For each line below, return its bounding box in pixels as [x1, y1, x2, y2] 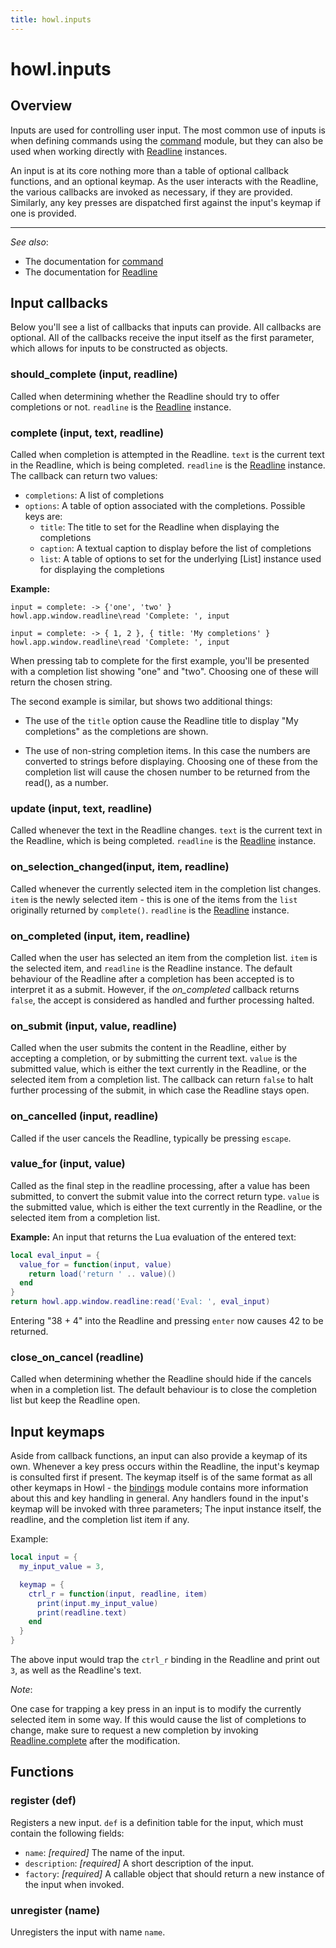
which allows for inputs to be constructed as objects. [10, 342, 228, 355]
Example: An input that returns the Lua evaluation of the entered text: [10, 1231, 297, 1243]
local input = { [10, 1552, 78, 1563]
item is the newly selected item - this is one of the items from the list [10, 893, 298, 905]
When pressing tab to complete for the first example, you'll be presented [10, 655, 310, 667]
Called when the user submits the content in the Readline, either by [10, 1042, 287, 1054]
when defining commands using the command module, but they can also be [10, 134, 324, 146]
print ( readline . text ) [36, 1607, 128, 1618]
